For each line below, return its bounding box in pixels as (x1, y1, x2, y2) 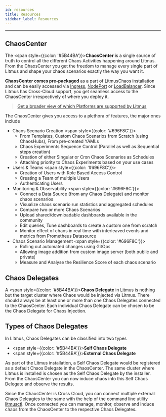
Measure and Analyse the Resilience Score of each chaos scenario (19, 260, 156, 265)
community (19, 217, 43, 223)
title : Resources (5, 12, 41, 17)
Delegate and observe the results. (5, 381, 74, 387)
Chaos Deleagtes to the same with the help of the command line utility (5, 396, 148, 402)
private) (19, 254, 36, 260)
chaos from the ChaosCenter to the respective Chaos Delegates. (5, 406, 137, 412)
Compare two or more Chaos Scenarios (19, 207, 100, 213)
